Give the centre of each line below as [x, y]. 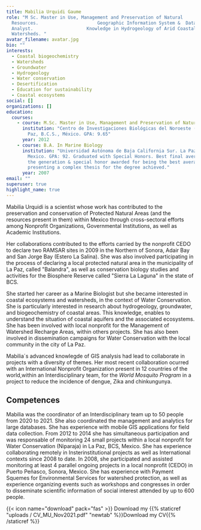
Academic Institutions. [34, 232]
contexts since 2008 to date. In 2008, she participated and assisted [89, 459]
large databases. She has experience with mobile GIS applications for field [98, 427]
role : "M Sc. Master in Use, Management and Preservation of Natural [95, 17]
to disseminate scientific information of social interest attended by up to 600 [100, 491]
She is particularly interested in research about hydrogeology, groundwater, [99, 306]
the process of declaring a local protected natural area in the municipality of [100, 263]
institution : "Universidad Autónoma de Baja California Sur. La [104, 151]
